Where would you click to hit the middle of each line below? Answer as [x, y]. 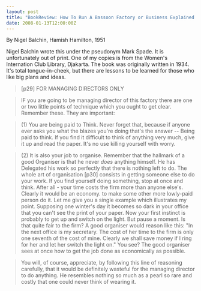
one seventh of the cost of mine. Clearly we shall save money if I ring [106, 238]
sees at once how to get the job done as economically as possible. [103, 251]
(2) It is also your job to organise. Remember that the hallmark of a [103, 155]
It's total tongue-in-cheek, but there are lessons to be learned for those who [100, 71]
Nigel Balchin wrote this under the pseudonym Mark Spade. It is [85, 52]
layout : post [22, 12]
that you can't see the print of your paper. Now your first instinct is [103, 213]
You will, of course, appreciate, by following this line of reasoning [102, 263]
